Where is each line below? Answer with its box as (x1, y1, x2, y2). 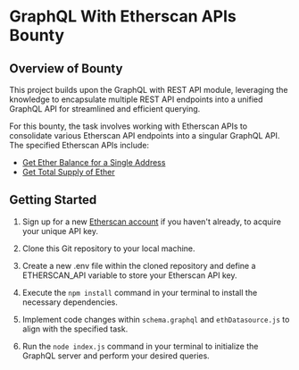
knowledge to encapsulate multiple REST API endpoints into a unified (9, 94, 263, 105)
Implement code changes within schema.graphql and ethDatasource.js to (21, 314, 290, 324)
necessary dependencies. (21, 297, 119, 307)
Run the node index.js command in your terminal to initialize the (21, 341, 259, 351)
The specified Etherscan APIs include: (9, 140, 150, 150)
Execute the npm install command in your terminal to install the (21, 287, 258, 298)
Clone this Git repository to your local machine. (21, 243, 195, 254)
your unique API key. (21, 225, 99, 236)
